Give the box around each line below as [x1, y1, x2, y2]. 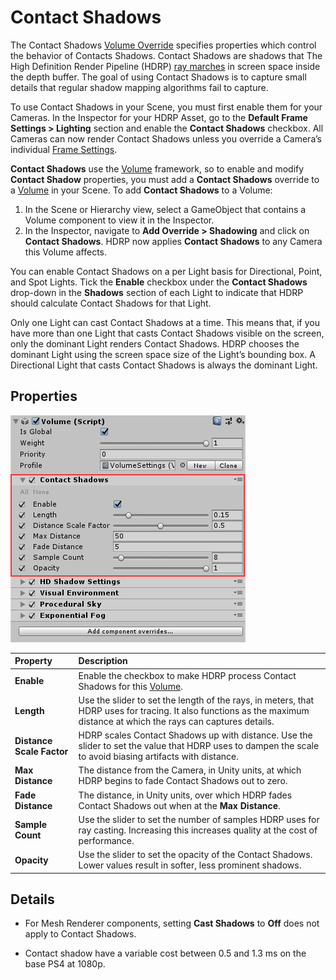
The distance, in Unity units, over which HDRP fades [78, 789, 293, 801]
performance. [78, 834, 135, 846]
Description [78, 655, 128, 667]
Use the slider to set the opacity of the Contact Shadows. [78, 849, 313, 860]
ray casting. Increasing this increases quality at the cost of [78, 824, 318, 836]
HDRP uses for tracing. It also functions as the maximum [78, 704, 310, 716]
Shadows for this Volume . [78, 680, 183, 692]
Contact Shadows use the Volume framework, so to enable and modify [10, 162, 305, 175]
